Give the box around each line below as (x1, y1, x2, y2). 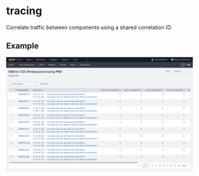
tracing (6, 4, 43, 18)
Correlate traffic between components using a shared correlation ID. (6, 24, 173, 31)
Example (6, 41, 39, 51)
